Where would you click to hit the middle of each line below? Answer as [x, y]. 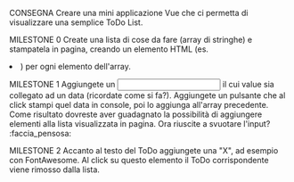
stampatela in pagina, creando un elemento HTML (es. [109, 49]
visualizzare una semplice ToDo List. [76, 22]
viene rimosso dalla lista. [55, 170]
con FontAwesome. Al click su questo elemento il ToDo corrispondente [139, 160]
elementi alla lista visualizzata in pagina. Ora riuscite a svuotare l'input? [140, 124]
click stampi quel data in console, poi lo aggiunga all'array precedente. [139, 105]
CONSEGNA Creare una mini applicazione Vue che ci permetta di [129, 13]
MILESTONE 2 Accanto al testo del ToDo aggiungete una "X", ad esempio [144, 150]
